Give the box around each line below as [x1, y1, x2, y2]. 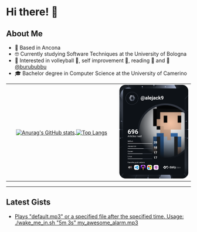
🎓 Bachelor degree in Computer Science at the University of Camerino [14, 70, 188, 77]
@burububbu [14, 63, 47, 70]
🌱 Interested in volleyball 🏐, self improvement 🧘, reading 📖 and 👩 [14, 57, 170, 64]
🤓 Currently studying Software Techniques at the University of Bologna [14, 50, 187, 57]
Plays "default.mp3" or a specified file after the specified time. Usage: [14, 213, 184, 220]
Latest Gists [6, 197, 51, 207]
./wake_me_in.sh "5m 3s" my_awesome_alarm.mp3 [14, 219, 139, 226]
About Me [6, 29, 43, 39]
